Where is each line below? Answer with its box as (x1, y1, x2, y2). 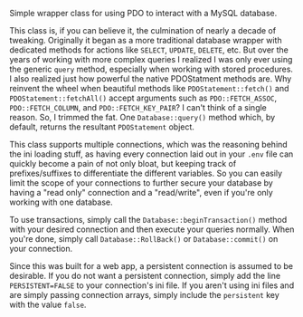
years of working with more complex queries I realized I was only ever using (9, 54, 293, 64)
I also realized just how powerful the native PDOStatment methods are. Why (9, 73, 292, 84)
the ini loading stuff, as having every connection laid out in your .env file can (9, 149, 294, 159)
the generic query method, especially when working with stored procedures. (9, 63, 294, 74)
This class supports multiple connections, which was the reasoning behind (9, 139, 288, 149)
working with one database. (9, 197, 113, 207)
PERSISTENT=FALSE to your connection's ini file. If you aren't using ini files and (9, 280, 295, 291)
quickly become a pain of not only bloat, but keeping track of (9, 158, 237, 168)
